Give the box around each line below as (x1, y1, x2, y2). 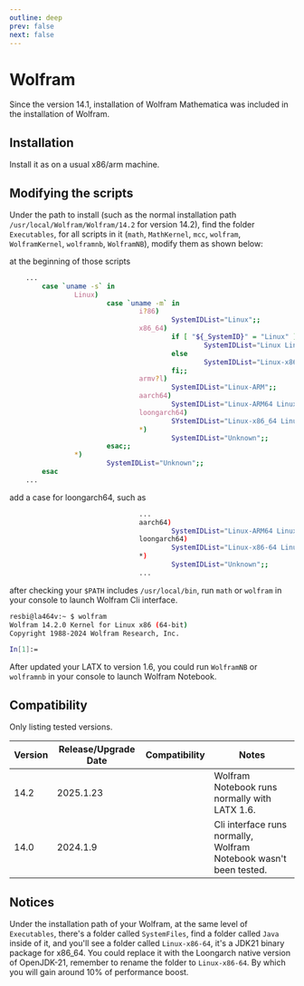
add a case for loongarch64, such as (9, 491, 147, 503)
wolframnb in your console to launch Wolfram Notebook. (9, 672, 217, 682)
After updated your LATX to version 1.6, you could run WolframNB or (9, 662, 258, 672)
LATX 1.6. (214, 804, 256, 817)
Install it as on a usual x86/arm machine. (9, 159, 160, 170)
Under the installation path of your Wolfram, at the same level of (9, 918, 249, 929)
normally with (214, 792, 271, 805)
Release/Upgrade (58, 743, 136, 756)
